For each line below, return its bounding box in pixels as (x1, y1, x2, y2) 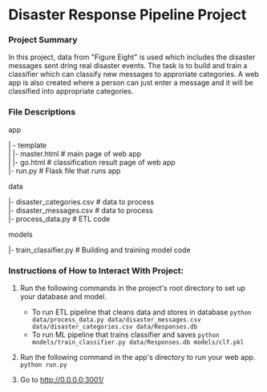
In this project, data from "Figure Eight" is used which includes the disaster (8, 52, 256, 62)
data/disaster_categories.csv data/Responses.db (31, 323, 198, 331)
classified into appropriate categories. (8, 87, 134, 96)
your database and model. (19, 292, 107, 301)
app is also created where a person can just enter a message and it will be (8, 78, 254, 87)
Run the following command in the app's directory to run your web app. (19, 353, 256, 362)
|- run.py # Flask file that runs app (8, 166, 121, 176)
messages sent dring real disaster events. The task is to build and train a (8, 61, 248, 71)
